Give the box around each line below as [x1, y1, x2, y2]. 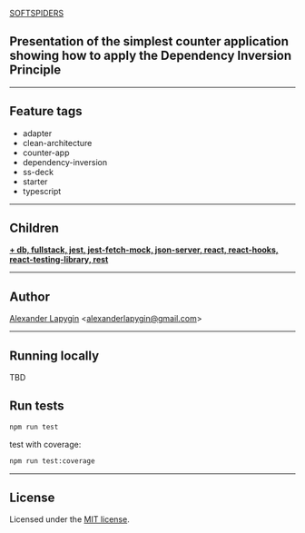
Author [9, 289, 50, 304]
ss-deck [22, 166, 54, 177]
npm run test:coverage [9, 456, 95, 466]
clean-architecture [22, 137, 93, 148]
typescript [22, 185, 62, 196]
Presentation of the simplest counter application [9, 34, 289, 49]
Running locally [9, 348, 100, 363]
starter [22, 176, 48, 187]
